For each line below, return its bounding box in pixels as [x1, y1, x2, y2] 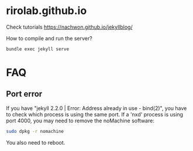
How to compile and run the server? [6, 35, 92, 42]
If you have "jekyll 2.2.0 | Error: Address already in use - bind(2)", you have [6, 104, 187, 112]
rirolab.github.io [6, 4, 87, 18]
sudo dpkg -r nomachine [6, 128, 64, 134]
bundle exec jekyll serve [6, 46, 69, 52]
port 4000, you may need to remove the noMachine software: [6, 117, 155, 124]
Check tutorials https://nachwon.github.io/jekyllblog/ [6, 23, 133, 30]
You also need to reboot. [6, 139, 66, 146]
